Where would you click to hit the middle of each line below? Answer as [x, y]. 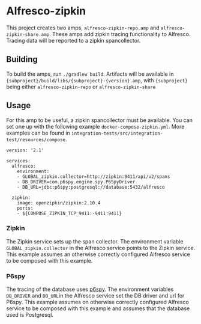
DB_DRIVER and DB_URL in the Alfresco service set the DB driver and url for [95, 296]
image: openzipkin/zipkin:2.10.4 [59, 203]
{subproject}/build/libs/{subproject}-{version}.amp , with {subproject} [97, 80]
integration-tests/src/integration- [117, 133]
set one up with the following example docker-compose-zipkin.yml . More [95, 126]
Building [22, 59]
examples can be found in [38, 133]
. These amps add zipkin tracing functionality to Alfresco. [120, 34]
